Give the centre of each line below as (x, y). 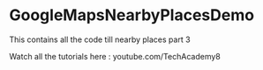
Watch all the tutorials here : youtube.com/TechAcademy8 (115, 56)
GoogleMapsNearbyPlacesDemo (131, 15)
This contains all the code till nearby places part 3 (100, 39)
